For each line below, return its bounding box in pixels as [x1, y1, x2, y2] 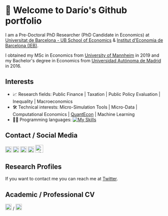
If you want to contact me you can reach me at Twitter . [5, 176, 118, 182]
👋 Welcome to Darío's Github [5, 5, 127, 16]
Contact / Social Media [5, 131, 78, 140]
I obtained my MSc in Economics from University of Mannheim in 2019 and [5, 52, 159, 58]
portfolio [5, 15, 42, 27]
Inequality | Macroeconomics [12, 98, 73, 104]
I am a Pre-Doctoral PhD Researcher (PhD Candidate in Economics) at [5, 32, 149, 38]
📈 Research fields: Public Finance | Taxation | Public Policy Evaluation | [12, 91, 160, 97]
